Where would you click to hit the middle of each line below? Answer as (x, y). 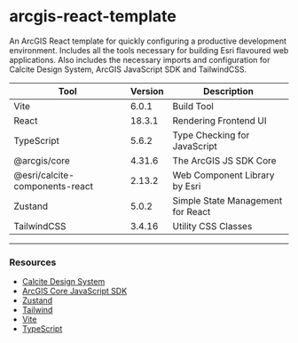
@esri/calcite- (44, 175)
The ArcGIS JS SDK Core (224, 160)
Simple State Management (227, 200)
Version (147, 91)
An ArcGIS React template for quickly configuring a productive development (148, 41)
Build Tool (193, 106)
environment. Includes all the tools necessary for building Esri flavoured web (149, 50)
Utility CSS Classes (212, 226)
